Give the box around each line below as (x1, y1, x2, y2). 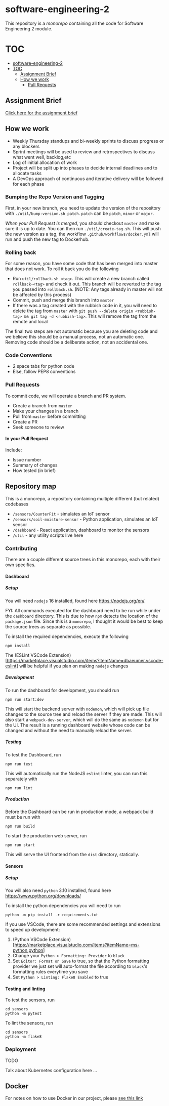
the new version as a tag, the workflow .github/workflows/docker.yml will (5, 231, 159, 237)
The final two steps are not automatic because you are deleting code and (5, 328, 158, 334)
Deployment (5, 1046, 36, 1053)
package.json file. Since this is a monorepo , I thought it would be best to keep (5, 618, 163, 624)
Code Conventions (5, 352, 52, 359)
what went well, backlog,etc (12, 154, 71, 160)
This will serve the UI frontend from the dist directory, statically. (5, 852, 139, 858)
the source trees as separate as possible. (5, 623, 91, 629)
